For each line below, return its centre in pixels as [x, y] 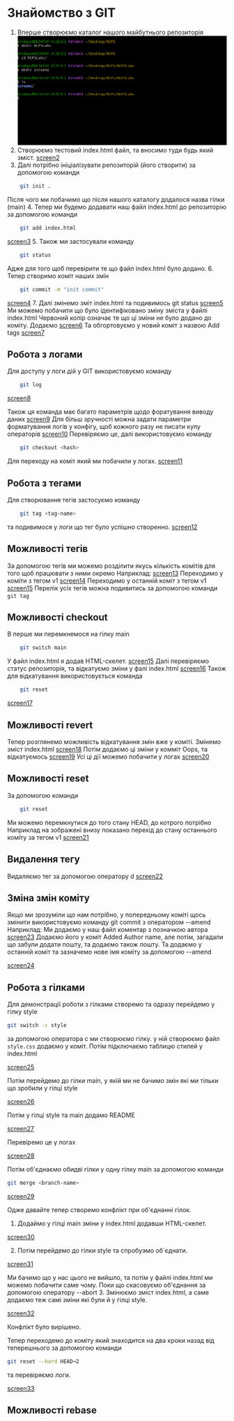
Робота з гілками [46, 988]
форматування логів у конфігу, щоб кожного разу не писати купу [104, 427]
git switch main [44, 648]
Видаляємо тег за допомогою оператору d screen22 [85, 876]
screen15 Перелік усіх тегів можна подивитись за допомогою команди [112, 588]
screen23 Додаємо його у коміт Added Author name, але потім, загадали [115, 937]
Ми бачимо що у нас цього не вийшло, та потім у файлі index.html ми [110, 1277]
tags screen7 [26, 333]
